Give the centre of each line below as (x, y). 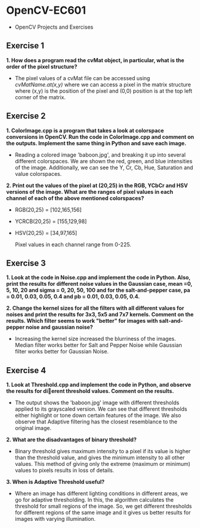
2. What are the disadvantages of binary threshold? (71, 440)
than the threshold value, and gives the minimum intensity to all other (100, 457)
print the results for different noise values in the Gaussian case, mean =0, (99, 284)
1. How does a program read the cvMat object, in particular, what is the (95, 60)
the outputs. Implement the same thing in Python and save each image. (96, 143)
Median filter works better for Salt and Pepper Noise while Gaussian (98, 345)
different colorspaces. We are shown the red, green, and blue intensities (104, 161)
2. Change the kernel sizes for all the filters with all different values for (95, 308)
